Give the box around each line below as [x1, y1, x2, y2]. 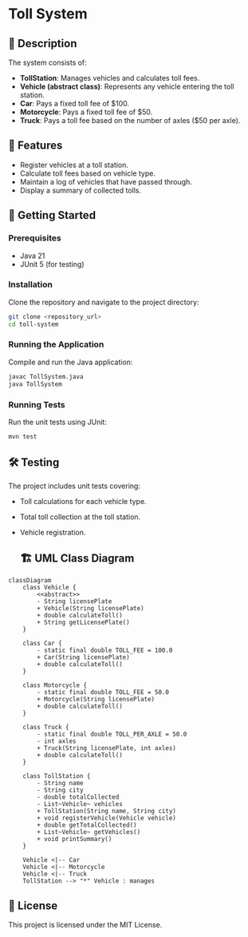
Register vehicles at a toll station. [19, 160, 129, 169]
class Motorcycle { [22, 681, 88, 689]
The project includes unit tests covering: [8, 481, 141, 490]
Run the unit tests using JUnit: [8, 417, 108, 427]
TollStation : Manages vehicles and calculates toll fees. [19, 73, 200, 82]
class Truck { [22, 724, 69, 732]
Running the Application [8, 339, 104, 350]
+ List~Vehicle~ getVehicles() [37, 828, 141, 836]
